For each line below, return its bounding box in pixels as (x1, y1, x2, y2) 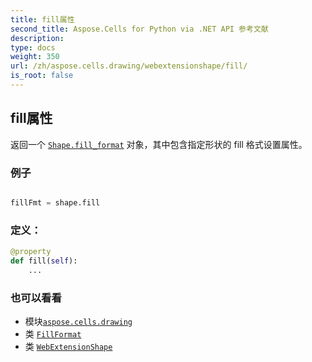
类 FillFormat (24, 328, 82, 340)
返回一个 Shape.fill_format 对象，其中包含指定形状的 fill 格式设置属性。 (10, 138, 308, 150)
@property (10, 247, 52, 257)
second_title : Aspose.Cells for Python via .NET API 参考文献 (10, 24, 269, 34)
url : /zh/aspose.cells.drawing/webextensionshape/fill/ (10, 61, 248, 71)
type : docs (10, 42, 56, 53)
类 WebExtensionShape (24, 341, 113, 353)
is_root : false (10, 71, 74, 81)
